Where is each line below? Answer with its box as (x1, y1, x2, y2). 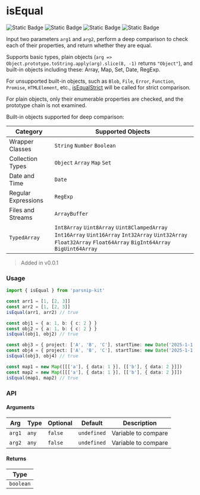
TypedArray (9, 234, 40, 241)
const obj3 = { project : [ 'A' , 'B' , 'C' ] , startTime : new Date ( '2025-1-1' (6, 342, 196, 348)
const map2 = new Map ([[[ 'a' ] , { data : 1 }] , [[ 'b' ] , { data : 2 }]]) (6, 369, 183, 375)
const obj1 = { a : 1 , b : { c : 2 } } (6, 320, 97, 326)
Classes (9, 145, 32, 153)
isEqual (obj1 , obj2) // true (6, 331, 79, 337)
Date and (9, 172, 35, 180)
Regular (9, 189, 31, 197)
